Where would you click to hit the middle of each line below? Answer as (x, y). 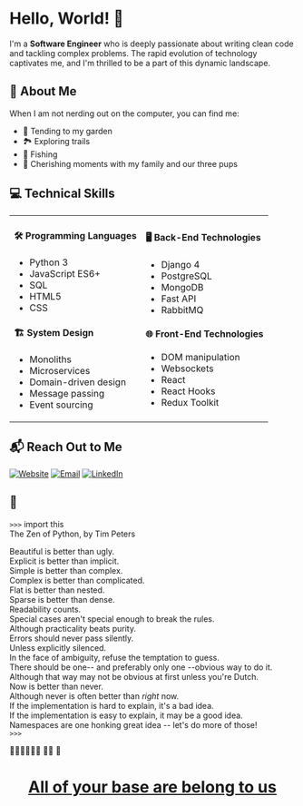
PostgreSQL (187, 276)
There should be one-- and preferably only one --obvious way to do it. (141, 667)
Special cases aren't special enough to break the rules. (112, 619)
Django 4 (181, 264)
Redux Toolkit (190, 403)
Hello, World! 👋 (67, 19)
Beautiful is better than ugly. (62, 551)
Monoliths (51, 359)
